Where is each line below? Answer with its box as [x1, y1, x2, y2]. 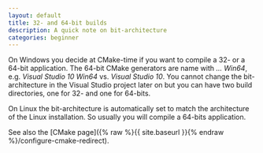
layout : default [8, 11, 61, 20]
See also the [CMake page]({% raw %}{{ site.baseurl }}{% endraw [8, 128, 224, 137]
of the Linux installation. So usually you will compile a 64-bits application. [8, 112, 246, 122]
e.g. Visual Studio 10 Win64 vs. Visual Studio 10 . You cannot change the [8, 72, 243, 81]
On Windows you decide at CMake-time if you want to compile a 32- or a [8, 55, 246, 65]
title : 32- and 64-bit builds [8, 19, 108, 27]
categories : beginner [8, 33, 80, 42]
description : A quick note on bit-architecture [8, 26, 168, 34]
